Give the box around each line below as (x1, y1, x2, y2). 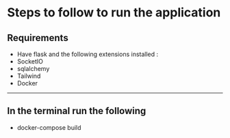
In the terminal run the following (7, 105, 146, 117)
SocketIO (16, 57, 43, 66)
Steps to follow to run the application (7, 5, 221, 20)
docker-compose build (16, 123, 81, 131)
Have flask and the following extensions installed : (16, 50, 159, 58)
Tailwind (16, 72, 41, 80)
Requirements (7, 32, 68, 44)
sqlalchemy (16, 65, 50, 72)
